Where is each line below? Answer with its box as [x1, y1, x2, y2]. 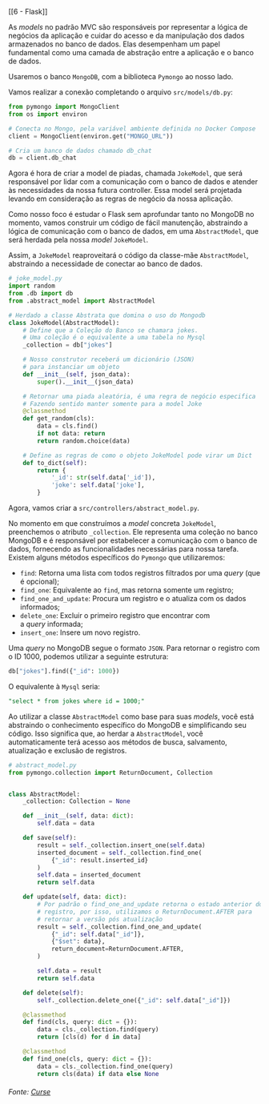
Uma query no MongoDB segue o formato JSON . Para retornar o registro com [8, 644, 260, 652]
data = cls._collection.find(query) [37, 1026, 159, 1034]
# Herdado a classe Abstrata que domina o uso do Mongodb [8, 311, 206, 319]
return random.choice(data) [37, 436, 130, 445]
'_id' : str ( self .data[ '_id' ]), [50, 474, 156, 482]
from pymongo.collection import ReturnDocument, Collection [8, 769, 214, 777]
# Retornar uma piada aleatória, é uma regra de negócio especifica [22, 392, 256, 400]
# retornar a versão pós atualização [37, 915, 163, 923]
